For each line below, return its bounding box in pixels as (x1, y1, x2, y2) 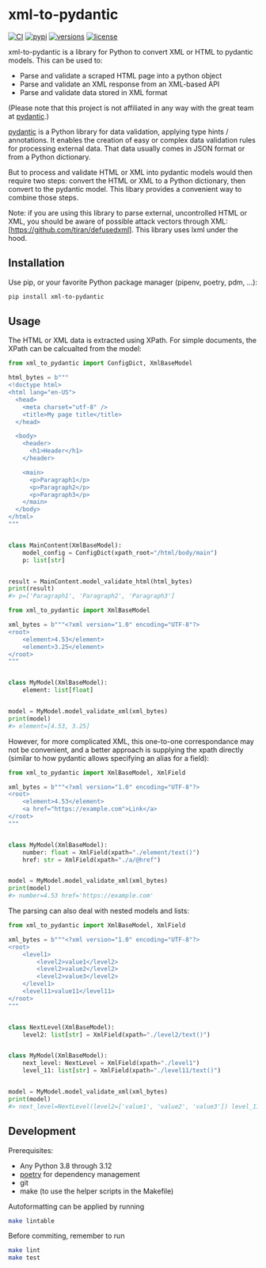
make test (8, 1254, 41, 1262)
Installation (8, 256, 65, 270)
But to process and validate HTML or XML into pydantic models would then (8, 167, 253, 177)
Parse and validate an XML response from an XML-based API (19, 79, 220, 89)
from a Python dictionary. (8, 152, 91, 162)
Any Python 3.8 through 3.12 (19, 1161, 112, 1171)
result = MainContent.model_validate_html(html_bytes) (8, 577, 193, 586)
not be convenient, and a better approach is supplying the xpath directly (8, 745, 244, 754)
